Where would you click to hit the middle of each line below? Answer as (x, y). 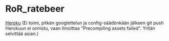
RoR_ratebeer (35, 9)
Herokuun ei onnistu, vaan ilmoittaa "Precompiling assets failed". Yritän (80, 28)
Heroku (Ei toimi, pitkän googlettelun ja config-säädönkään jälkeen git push (84, 23)
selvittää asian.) (22, 33)
